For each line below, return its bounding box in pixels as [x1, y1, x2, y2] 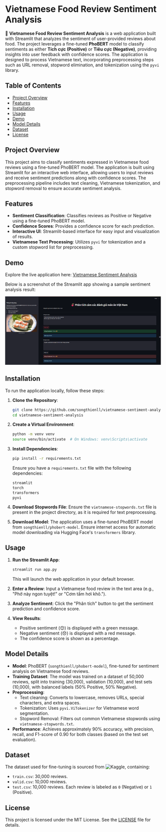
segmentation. [19, 710, 49, 716]
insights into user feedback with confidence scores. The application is [5, 51, 148, 57]
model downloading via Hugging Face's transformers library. [12, 530, 136, 536]
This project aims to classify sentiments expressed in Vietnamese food [5, 159, 149, 165]
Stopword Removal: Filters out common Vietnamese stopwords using [19, 715, 161, 721]
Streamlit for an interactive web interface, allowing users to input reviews [5, 169, 154, 175]
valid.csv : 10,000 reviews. [12, 779, 67, 785]
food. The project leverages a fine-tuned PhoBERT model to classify [5, 41, 144, 47]
